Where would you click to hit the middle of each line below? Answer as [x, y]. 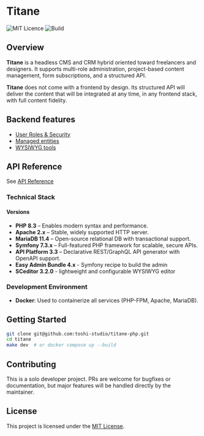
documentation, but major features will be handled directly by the [89, 386]
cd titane [19, 339]
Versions [18, 212]
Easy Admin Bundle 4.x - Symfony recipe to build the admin [91, 264]
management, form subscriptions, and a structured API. [77, 75]
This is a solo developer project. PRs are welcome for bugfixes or [89, 379]
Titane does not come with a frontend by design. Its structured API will [96, 87]
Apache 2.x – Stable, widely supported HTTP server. [82, 232]
